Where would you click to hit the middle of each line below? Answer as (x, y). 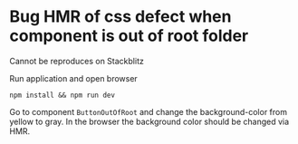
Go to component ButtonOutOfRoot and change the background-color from (149, 111)
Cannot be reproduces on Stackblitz (77, 61)
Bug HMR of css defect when (120, 17)
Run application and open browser (73, 78)
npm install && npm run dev (62, 95)
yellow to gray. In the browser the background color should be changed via (149, 121)
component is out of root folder (129, 36)
